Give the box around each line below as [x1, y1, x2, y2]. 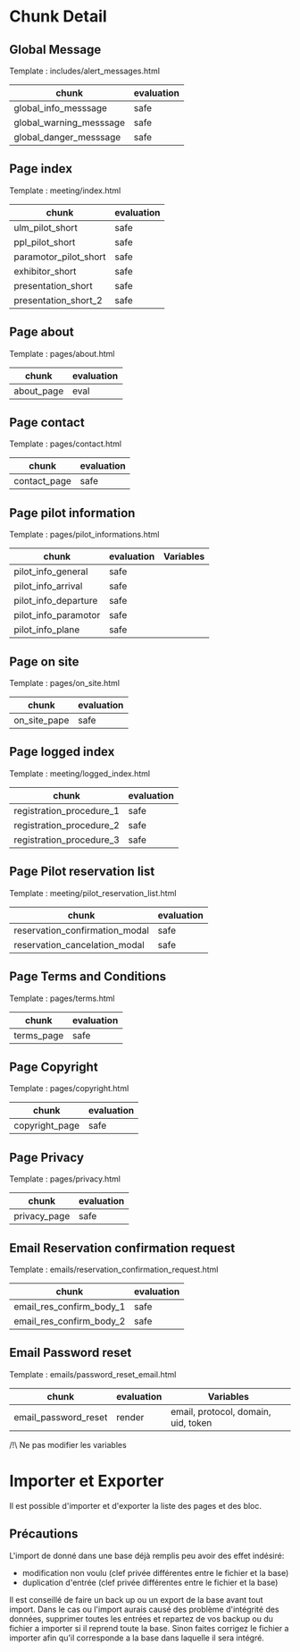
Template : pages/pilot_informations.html [9, 529, 160, 540]
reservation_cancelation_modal [13, 938, 145, 951]
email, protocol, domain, [171, 1405, 271, 1418]
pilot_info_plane [13, 623, 80, 636]
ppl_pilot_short [13, 235, 76, 248]
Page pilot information [9, 505, 136, 521]
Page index [9, 161, 73, 176]
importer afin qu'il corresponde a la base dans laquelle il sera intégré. [9, 1632, 265, 1643]
